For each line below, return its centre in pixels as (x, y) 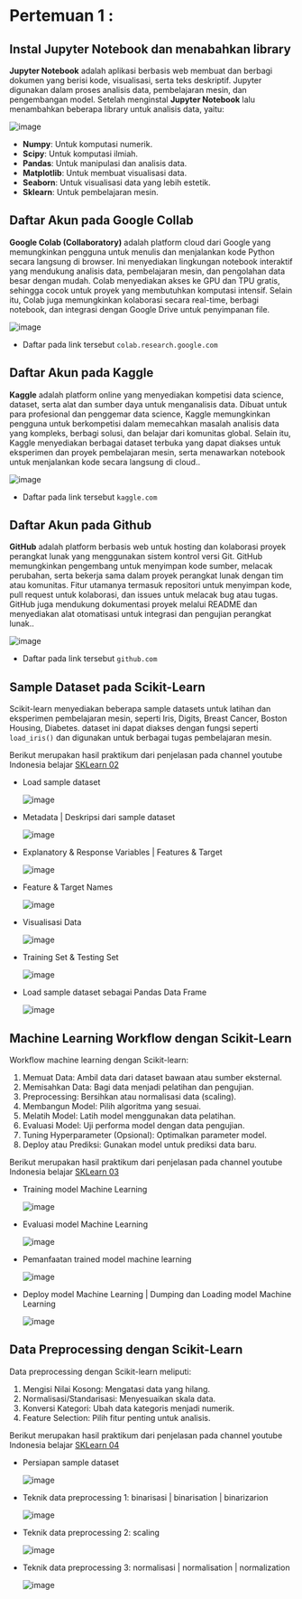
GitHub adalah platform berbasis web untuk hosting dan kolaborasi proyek (148, 547)
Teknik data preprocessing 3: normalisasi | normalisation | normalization (156, 1567)
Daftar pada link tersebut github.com (90, 659)
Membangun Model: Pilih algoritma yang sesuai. (111, 1107)
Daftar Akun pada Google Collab (101, 221)
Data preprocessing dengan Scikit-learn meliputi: (101, 1371)
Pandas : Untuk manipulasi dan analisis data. (105, 163)
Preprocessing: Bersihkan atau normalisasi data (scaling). (129, 1097)
